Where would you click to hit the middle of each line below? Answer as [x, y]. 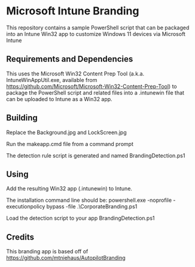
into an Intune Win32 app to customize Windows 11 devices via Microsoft [96, 34]
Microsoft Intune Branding [73, 11]
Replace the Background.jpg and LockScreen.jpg [66, 132]
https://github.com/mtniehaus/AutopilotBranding [66, 258]
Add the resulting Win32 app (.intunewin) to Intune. [69, 189]
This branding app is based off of [47, 251]
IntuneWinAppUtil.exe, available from [52, 80]
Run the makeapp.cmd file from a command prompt [70, 144]
